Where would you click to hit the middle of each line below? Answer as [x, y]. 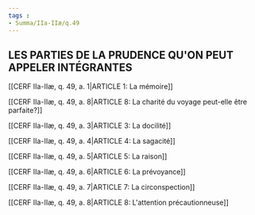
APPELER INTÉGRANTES [70, 67]
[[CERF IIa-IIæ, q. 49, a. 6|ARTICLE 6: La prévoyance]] [97, 172]
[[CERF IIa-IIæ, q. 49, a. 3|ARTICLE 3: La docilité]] [90, 126]
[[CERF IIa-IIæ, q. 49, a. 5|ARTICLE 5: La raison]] [88, 156]
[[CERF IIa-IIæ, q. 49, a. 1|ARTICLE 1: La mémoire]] [91, 86]
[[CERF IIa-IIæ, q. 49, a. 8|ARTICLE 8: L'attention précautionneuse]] [118, 202]
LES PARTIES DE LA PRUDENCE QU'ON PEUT [121, 55]
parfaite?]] [25, 110]
